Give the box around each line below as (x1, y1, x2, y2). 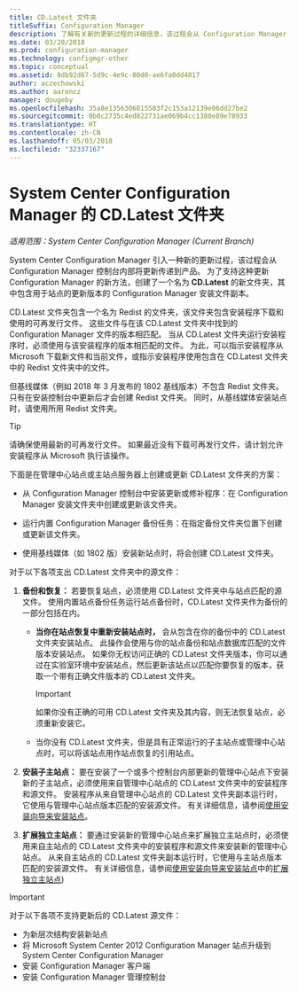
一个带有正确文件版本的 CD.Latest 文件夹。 (43, 670, 200, 681)
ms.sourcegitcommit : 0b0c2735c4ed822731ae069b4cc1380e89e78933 (9, 112, 248, 121)
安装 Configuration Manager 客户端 (21, 960, 151, 971)
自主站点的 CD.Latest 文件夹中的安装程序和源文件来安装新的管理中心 (37, 840, 288, 851)
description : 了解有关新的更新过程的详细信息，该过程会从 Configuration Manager (9, 29, 287, 38)
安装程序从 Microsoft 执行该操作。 (9, 449, 135, 461)
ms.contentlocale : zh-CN (9, 129, 101, 137)
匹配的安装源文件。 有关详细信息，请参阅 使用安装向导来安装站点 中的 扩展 (21, 862, 289, 873)
